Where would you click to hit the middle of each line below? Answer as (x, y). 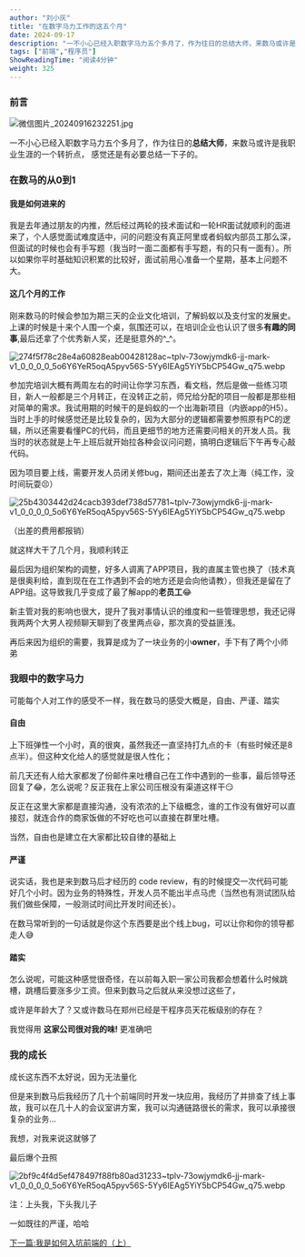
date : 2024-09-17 (42, 35)
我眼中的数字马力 (47, 679)
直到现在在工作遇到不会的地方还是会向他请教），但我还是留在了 (174, 580)
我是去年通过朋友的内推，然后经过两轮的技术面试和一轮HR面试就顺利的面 (146, 226)
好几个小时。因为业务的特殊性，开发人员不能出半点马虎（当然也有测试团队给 (152, 893)
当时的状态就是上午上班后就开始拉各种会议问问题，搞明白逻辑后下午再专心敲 (152, 441)
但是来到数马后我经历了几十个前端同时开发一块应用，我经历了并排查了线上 (148, 1096)
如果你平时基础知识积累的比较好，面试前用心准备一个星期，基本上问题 (148, 259)
